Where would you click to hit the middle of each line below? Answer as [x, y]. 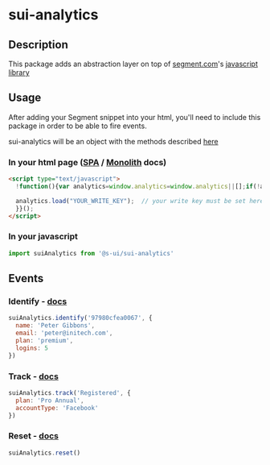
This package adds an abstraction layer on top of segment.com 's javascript [133, 64]
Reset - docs [33, 436]
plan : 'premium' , [45, 340]
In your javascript [43, 237]
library [19, 73]
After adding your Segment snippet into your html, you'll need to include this [135, 117]
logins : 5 [32, 348]
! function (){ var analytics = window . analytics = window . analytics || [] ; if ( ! [138, 186]
